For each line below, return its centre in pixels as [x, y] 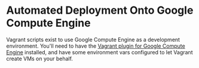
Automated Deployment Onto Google [100, 10]
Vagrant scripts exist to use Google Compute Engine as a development [93, 39]
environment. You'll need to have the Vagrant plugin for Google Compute [96, 46]
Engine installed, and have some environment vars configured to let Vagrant [99, 52]
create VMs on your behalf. [40, 58]
